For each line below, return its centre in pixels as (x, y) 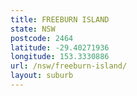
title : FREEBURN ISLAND (60, 19)
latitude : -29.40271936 (60, 47)
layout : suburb (42, 76)
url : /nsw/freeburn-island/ (69, 66)
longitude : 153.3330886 (60, 57)
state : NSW (33, 29)
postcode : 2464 (42, 38)
